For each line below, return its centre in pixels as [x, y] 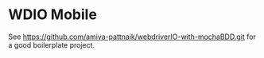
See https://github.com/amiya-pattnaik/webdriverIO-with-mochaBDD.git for [132, 37]
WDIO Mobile [53, 15]
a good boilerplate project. [52, 44]
